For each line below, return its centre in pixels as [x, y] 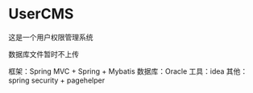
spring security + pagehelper [57, 80]
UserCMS [41, 14]
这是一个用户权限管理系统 [51, 37]
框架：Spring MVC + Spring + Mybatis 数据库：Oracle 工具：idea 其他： [128, 71]
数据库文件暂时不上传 [44, 54]
